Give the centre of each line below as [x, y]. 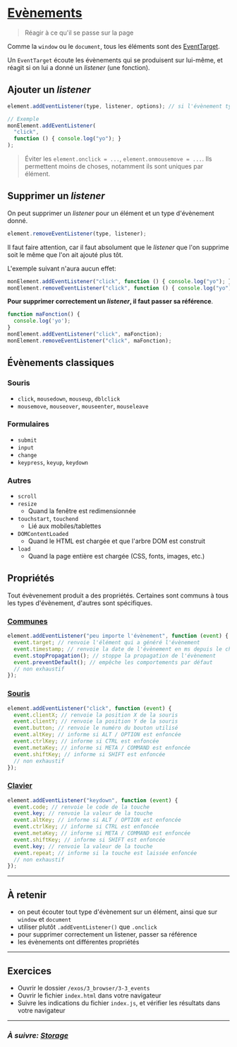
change [27, 455]
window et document [44, 920]
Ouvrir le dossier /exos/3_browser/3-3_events [84, 988]
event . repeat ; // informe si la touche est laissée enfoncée [105, 853]
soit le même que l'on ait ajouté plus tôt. [65, 254]
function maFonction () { [44, 314]
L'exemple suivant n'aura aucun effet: [62, 268]
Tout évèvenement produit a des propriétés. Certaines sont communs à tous [118, 595]
